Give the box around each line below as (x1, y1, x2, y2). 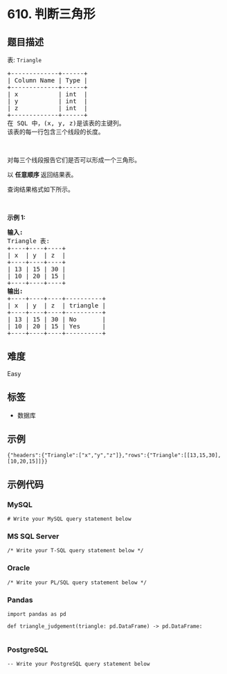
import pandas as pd (7, 611, 67, 618)
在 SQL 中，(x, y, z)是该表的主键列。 (7, 119, 126, 127)
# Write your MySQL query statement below (7, 515, 131, 523)
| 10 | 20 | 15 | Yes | (7, 323, 106, 330)
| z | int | (7, 105, 88, 112)
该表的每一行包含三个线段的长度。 (7, 128, 105, 136)
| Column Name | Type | (7, 77, 88, 84)
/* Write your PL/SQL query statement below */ (7, 579, 147, 586)
